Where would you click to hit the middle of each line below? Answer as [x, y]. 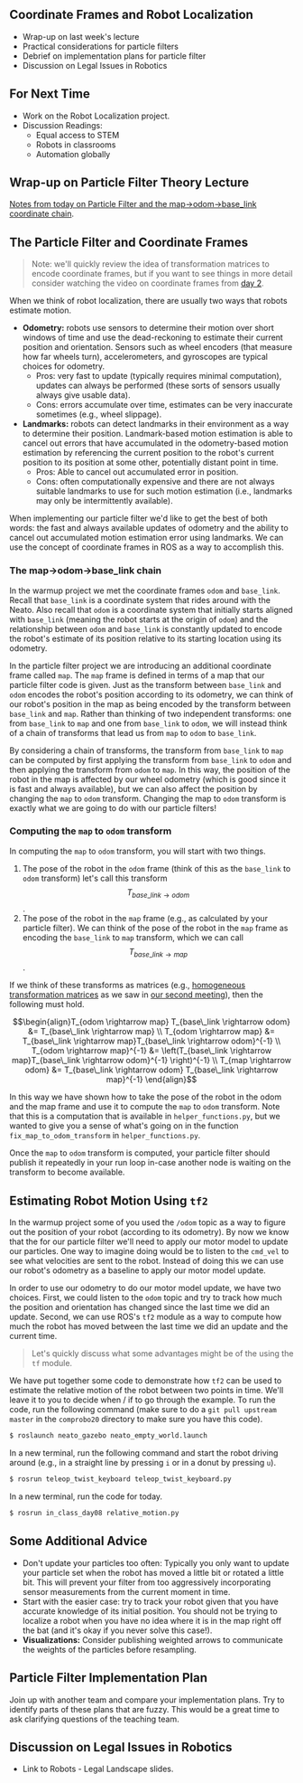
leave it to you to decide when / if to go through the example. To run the [142, 1400]
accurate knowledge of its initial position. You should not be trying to [150, 1611]
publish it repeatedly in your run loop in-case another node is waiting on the [150, 1163]
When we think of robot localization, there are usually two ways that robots [148, 301]
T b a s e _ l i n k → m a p [158, 953]
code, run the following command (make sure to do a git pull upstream [143, 1410]
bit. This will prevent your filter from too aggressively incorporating [147, 1582]
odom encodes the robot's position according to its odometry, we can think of [151, 694]
